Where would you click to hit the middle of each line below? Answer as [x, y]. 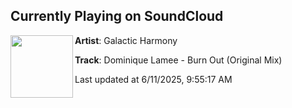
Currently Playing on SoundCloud [117, 16]
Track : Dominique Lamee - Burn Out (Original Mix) [178, 60]
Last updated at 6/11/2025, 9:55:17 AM [153, 79]
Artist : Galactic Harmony [126, 40]
